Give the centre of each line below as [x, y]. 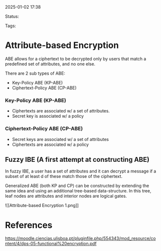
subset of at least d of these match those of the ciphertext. [64, 176]
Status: [12, 16]
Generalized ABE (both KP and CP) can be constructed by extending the [77, 186]
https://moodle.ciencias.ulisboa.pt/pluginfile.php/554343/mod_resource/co [80, 238]
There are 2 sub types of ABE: [35, 73]
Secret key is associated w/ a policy [48, 116]
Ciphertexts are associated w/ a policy [50, 144]
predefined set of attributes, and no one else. [50, 64]
